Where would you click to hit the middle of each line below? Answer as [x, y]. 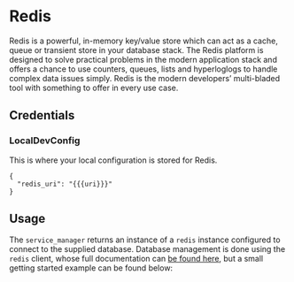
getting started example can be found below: [91, 268]
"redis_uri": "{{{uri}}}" [65, 184]
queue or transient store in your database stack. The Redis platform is [136, 50]
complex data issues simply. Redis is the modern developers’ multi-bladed [145, 78]
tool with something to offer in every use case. [94, 88]
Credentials [42, 115]
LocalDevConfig [45, 141]
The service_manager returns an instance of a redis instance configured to [145, 240]
